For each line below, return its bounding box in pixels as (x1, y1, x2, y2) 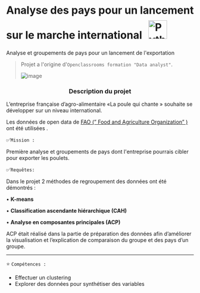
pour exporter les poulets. (6, 155, 70, 162)
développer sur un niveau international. (6, 107, 102, 114)
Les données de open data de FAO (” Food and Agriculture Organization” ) (6, 118, 188, 125)
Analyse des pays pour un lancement (6, 4, 194, 17)
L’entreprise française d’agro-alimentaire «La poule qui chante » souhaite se (6, 100, 193, 108)
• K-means (6, 196, 34, 203)
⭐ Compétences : (6, 260, 46, 267)
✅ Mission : (6, 136, 35, 143)
